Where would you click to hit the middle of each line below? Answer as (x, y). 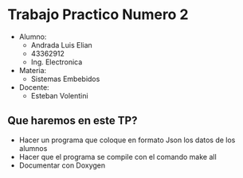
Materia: (33, 70)
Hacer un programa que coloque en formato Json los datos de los (127, 140)
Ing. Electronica (57, 62)
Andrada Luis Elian (61, 44)
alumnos (33, 148)
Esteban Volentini (59, 95)
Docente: (34, 87)
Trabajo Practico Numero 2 (98, 15)
